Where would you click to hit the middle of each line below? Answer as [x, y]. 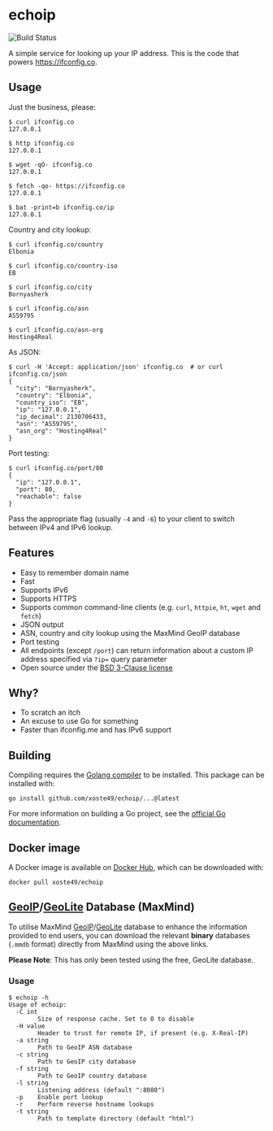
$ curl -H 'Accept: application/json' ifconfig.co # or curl [116, 367]
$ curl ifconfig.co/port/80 [56, 468]
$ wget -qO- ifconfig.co [50, 164]
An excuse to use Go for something [79, 721]
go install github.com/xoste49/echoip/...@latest [94, 798]
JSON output [42, 624]
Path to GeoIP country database [93, 1076]
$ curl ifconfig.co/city [50, 287]
